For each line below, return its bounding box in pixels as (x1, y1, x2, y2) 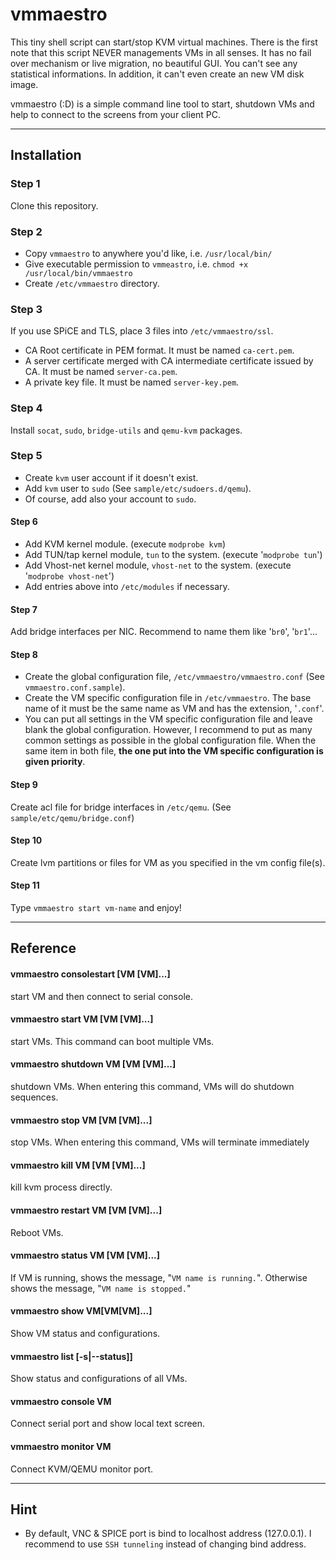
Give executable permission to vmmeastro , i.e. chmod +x (24, 258, 249, 270)
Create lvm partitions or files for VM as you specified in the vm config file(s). (10, 856, 326, 868)
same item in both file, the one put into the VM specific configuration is (24, 745, 324, 757)
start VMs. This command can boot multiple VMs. (10, 1035, 215, 1047)
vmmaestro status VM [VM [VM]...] (10, 1249, 161, 1262)
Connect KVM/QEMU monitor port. (10, 1463, 154, 1475)
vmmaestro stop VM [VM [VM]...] (10, 1114, 153, 1126)
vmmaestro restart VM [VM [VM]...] (10, 1204, 163, 1217)
